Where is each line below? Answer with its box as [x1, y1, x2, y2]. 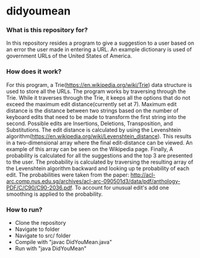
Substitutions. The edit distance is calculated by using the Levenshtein [6, 126, 181, 134]
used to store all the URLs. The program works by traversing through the [6, 88, 186, 95]
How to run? [6, 205, 43, 214]
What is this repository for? [6, 26, 89, 34]
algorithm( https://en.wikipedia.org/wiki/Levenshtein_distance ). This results [6, 132, 192, 140]
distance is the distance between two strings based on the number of [6, 107, 179, 114]
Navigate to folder [14, 225, 60, 233]
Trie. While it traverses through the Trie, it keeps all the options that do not [6, 94, 191, 101]
